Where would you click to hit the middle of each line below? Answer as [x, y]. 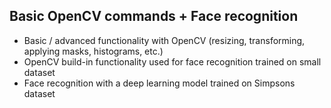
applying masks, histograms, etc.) [93, 51]
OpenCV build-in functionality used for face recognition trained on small [172, 61]
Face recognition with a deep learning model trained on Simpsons [159, 83]
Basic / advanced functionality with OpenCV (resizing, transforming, [164, 40]
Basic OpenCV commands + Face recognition [154, 16]
